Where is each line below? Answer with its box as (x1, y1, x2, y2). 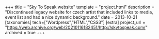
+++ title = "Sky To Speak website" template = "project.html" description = (5, 4, 155, 10)
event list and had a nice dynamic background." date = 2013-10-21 (5, 14, 137, 20)
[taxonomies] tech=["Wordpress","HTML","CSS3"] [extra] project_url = (5, 19, 145, 25)
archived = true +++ (5, 30, 46, 35)
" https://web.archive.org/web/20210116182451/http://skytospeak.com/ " (5, 25, 148, 30)
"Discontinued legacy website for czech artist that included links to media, (5, 9, 154, 15)
